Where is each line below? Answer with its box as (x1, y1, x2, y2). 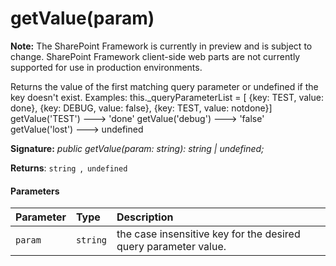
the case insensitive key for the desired (116, 227, 301, 241)
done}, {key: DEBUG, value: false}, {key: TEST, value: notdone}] (10, 102, 273, 114)
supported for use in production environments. (10, 61, 203, 73)
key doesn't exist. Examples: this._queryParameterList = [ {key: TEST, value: (10, 91, 324, 103)
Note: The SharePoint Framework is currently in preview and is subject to (10, 40, 313, 52)
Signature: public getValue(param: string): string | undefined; (10, 142, 265, 154)
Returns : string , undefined (10, 162, 128, 174)
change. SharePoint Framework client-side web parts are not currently (10, 50, 301, 62)
